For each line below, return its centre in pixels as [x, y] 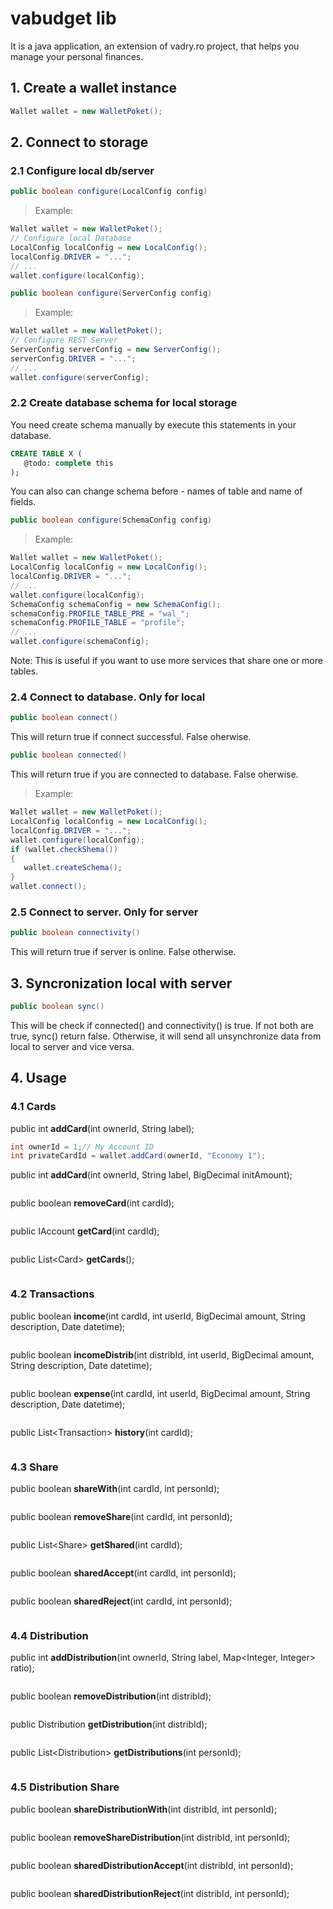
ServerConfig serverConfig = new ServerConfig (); [116, 350]
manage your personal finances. [77, 56]
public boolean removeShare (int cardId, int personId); [121, 1516]
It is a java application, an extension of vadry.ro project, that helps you [155, 46]
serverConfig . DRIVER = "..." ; [73, 358]
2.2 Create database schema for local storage [124, 403]
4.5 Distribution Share [65, 1787]
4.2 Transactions [52, 1294]
